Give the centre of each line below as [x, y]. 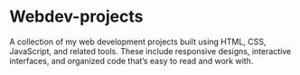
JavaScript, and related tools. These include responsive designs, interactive [150, 51]
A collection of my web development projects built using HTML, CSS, [138, 42]
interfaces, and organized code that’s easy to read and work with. [131, 61]
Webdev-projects [76, 17]
